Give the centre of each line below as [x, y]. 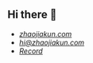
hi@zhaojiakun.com [52, 42]
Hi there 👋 [32, 15]
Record [31, 51]
